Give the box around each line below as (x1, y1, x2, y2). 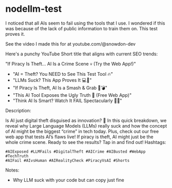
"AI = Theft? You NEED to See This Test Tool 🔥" (12, 71, 113, 77)
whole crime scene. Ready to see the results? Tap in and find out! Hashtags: (5, 139, 166, 145)
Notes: (5, 167, 20, 173)
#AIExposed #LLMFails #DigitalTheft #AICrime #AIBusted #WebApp (5, 149, 146, 154)
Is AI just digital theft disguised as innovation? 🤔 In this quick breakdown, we (5, 117, 167, 123)
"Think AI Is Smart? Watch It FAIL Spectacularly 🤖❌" (12, 97, 122, 103)
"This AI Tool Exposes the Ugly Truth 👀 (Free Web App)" (12, 92, 132, 98)
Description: (5, 107, 31, 113)
